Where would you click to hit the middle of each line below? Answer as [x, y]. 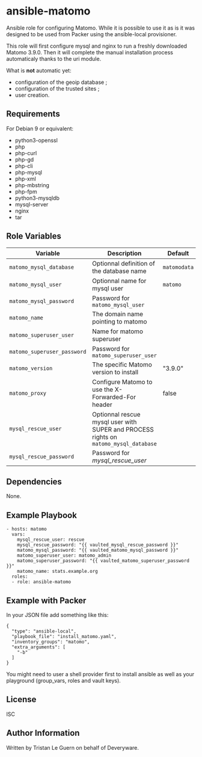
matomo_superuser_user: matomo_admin [64, 556]
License [21, 699]
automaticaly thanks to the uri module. [54, 59]
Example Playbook [41, 515]
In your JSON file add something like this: [57, 615]
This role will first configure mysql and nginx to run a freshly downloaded [97, 46]
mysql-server [32, 204]
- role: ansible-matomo [41, 582]
